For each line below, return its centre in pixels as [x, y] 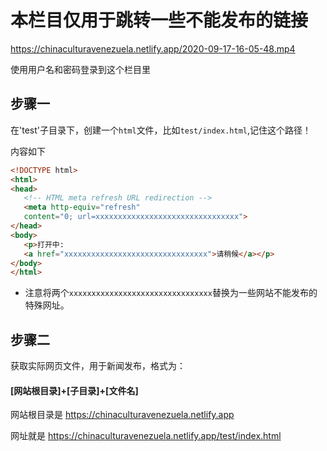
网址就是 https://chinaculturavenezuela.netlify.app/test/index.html [146, 436]
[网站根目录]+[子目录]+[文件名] [74, 390]
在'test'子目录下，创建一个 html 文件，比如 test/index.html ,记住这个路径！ [161, 130]
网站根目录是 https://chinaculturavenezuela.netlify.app [122, 415]
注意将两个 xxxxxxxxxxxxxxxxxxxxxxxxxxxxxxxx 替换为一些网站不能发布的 [171, 293]
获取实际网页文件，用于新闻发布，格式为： [98, 366]
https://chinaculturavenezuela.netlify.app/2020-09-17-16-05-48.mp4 [153, 48]
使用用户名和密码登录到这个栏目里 [80, 69]
